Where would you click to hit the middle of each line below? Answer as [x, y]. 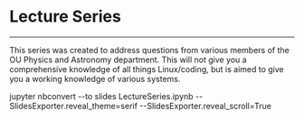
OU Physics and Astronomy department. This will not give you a [128, 60]
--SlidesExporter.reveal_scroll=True [206, 106]
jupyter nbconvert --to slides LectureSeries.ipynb [101, 96]
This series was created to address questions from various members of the [149, 50]
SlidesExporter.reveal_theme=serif [74, 106]
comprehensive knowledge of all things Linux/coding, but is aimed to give [147, 69]
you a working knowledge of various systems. [95, 78]
